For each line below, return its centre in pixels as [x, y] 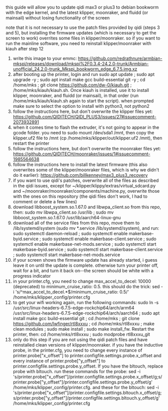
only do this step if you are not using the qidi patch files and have [80, 340]
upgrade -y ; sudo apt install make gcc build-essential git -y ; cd [79, 80]
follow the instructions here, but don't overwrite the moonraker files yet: [87, 149]
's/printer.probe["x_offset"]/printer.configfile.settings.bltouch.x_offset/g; [87, 393]
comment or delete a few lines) [45, 202]
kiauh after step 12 [25, 49]
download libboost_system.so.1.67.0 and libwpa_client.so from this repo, [87, 207]
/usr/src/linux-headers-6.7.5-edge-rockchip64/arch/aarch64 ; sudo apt [86, 313]
